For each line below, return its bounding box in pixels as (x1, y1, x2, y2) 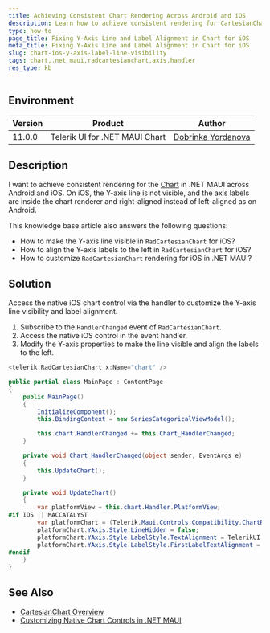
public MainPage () (22, 393, 84, 401)
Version (12, 117, 43, 129)
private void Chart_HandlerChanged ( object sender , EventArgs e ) (22, 451, 243, 460)
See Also (8, 586, 54, 599)
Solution (8, 276, 51, 290)
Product (92, 117, 125, 129)
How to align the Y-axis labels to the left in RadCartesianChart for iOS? (19, 245, 252, 255)
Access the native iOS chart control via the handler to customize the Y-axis (8, 298, 256, 308)
